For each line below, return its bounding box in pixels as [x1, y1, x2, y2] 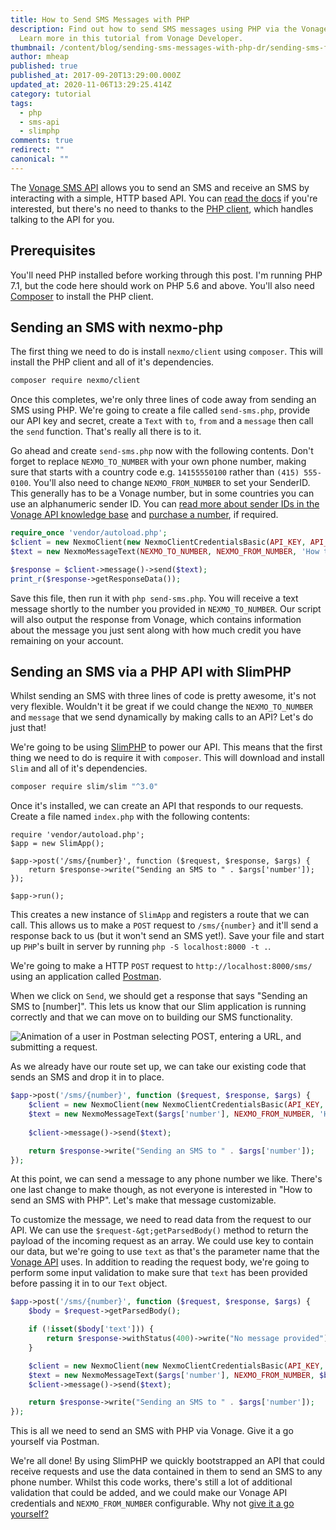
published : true [10, 61, 78, 71]
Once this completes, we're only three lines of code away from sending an [10, 394, 317, 406]
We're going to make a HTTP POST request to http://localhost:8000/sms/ [10, 960, 313, 972]
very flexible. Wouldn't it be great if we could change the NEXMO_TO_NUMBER [10, 701, 314, 713]
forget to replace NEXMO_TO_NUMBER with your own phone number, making [10, 456, 307, 468]
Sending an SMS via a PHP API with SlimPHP [10, 664, 292, 681]
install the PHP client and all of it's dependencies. [10, 356, 215, 368]
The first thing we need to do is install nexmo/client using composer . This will [10, 346, 323, 358]
